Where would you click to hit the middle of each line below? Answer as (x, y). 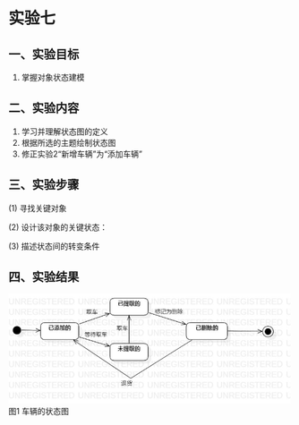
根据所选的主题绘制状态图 (68, 142)
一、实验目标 (44, 54)
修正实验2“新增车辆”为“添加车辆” (81, 154)
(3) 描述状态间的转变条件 (54, 246)
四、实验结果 (44, 277)
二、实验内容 (44, 108)
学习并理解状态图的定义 (64, 132)
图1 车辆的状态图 (38, 411)
